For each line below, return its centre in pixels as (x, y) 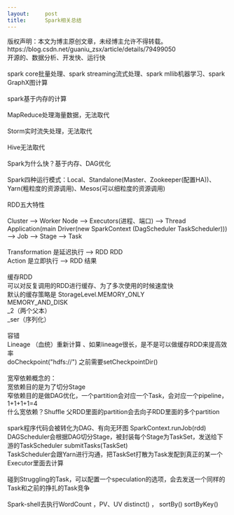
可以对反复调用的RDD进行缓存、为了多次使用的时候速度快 (90, 285)
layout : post (33, 14)
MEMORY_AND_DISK (37, 302)
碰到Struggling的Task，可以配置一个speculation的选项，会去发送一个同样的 (116, 479)
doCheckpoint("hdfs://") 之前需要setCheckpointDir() (83, 362)
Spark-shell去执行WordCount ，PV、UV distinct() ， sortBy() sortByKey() (113, 504)
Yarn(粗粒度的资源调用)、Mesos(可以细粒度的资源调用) (87, 188)
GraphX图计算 (27, 82)
